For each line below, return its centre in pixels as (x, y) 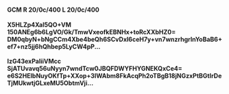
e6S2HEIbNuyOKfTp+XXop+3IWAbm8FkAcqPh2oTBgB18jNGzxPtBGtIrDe (114, 76)
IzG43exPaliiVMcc (34, 61)
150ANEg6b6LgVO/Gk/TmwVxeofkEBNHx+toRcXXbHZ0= (92, 32)
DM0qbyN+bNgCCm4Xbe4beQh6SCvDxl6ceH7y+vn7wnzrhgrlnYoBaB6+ (115, 39)
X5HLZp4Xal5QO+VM (39, 25)
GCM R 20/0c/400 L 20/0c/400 (53, 10)
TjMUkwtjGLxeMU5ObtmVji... (50, 83)
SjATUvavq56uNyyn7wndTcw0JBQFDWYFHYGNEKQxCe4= (95, 69)
